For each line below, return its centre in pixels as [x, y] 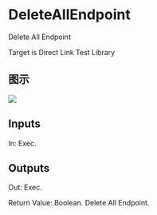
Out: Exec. [25, 187]
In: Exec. [22, 143]
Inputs [25, 124]
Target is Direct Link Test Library [62, 52]
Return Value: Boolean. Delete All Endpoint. [79, 203]
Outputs [29, 168]
